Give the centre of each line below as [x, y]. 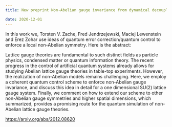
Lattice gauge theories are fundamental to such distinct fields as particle [82, 55]
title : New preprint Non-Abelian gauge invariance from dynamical [78, 10]
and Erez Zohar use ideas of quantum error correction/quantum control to [83, 39]
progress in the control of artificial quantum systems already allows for [80, 66]
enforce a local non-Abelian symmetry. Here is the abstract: [68, 45]
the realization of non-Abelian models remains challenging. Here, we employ [86, 76]
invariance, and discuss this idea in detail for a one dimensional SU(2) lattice [86, 87]
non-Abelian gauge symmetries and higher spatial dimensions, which [78, 98]
